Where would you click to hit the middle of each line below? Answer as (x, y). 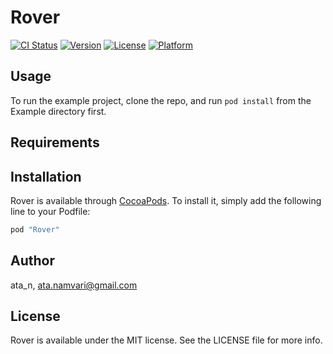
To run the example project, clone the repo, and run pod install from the (161, 100)
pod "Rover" (35, 229)
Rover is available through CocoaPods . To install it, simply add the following (166, 200)
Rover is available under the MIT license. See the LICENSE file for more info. (166, 340)
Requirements (55, 142)
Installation (46, 176)
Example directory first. (58, 111)
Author (32, 261)
